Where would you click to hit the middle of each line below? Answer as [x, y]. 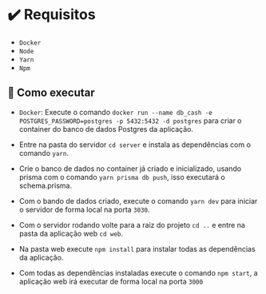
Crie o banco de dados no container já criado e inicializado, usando [130, 169]
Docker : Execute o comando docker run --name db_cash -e [115, 112]
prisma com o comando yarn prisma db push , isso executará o [122, 177]
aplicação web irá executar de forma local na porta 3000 [111, 281]
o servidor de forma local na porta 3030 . [84, 209]
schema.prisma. [46, 185]
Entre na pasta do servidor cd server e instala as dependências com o [135, 145]
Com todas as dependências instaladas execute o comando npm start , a [138, 272]
